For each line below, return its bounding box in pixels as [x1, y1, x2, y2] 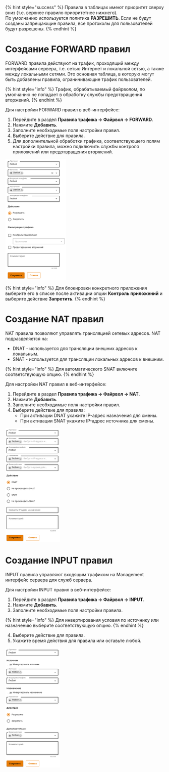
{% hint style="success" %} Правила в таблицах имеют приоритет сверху [5, 5, 164, 10]
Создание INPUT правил [5, 555, 113, 566]
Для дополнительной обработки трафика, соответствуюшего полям [12, 138, 160, 144]
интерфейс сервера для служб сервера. [5, 577, 92, 583]
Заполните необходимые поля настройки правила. [12, 607, 123, 613]
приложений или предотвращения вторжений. [12, 149, 114, 155]
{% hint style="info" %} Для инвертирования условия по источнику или [5, 617, 159, 623]
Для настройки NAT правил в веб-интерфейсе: [5, 381, 107, 387]
